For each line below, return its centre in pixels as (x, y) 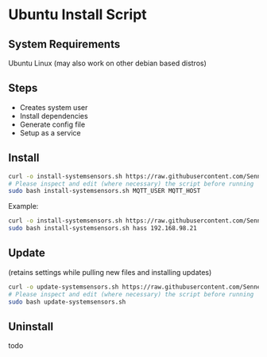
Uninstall (31, 326)
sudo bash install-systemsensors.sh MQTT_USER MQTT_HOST (104, 191)
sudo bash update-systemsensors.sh (67, 302)
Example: (23, 206)
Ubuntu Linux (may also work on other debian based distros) (107, 63)
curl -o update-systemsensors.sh (64, 287)
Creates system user (54, 107)
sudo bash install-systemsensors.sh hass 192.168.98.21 (103, 229)
